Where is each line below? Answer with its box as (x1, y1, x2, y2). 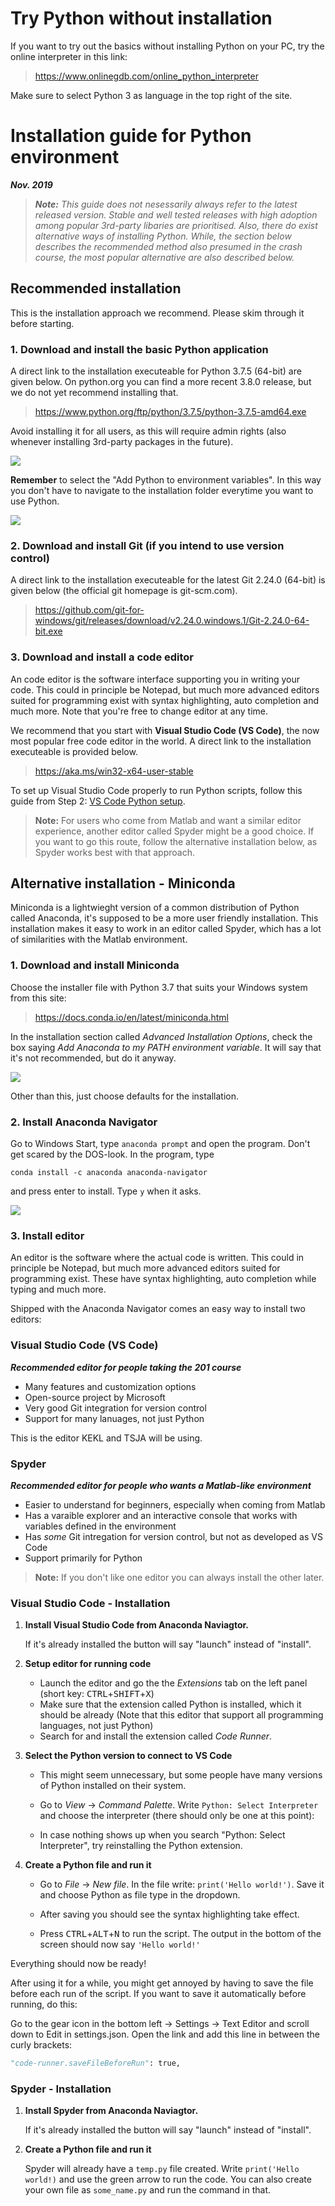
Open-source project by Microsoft (24, 1391, 166, 1403)
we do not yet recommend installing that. (10, 386, 179, 398)
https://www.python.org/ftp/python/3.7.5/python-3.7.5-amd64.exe (34, 405, 307, 417)
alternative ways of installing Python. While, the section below (34, 230, 292, 242)
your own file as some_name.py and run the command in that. (24, 2184, 272, 2196)
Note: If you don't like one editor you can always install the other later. (34, 1571, 325, 1583)
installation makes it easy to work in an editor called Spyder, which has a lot (10, 923, 322, 935)
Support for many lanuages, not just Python (24, 1412, 205, 1424)
